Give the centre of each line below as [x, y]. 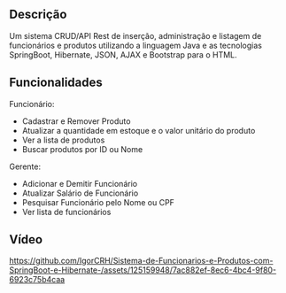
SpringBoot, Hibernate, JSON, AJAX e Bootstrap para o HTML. [123, 54]
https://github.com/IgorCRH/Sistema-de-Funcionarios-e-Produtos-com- [141, 261]
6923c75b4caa [37, 280]
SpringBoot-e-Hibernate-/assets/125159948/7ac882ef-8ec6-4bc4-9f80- [143, 270]
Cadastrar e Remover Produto [76, 121]
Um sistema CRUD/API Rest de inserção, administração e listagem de [135, 35]
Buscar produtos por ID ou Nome [82, 149]
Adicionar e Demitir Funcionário [80, 183]
